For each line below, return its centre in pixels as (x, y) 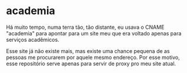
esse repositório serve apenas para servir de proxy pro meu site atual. (91, 64)
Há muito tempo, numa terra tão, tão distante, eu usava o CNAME (85, 27)
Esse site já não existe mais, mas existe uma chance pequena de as (88, 51)
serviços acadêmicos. (33, 39)
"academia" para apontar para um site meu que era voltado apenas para (94, 33)
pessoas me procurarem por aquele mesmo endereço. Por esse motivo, (93, 57)
